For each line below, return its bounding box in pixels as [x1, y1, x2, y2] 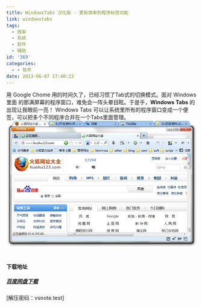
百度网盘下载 [6, 278, 38, 285]
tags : [6, 22, 20, 28]
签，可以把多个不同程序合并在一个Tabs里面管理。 [6, 114, 130, 121]
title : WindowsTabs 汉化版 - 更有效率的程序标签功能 [6, 10, 128, 16]
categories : [6, 60, 36, 66]
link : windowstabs [6, 16, 52, 22]
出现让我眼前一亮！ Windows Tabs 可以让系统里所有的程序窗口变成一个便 [6, 106, 189, 114]
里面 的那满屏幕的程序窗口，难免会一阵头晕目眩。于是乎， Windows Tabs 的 [6, 99, 195, 106]
